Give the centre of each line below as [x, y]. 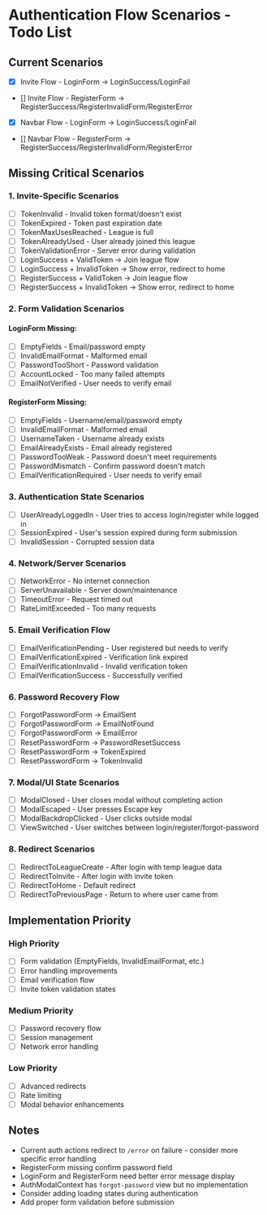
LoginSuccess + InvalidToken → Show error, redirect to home [123, 269]
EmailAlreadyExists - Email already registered [96, 448]
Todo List [40, 32]
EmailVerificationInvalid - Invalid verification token [104, 666]
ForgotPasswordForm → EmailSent [78, 715]
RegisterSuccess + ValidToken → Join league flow [104, 278]
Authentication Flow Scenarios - [120, 15]
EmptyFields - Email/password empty [83, 346]
